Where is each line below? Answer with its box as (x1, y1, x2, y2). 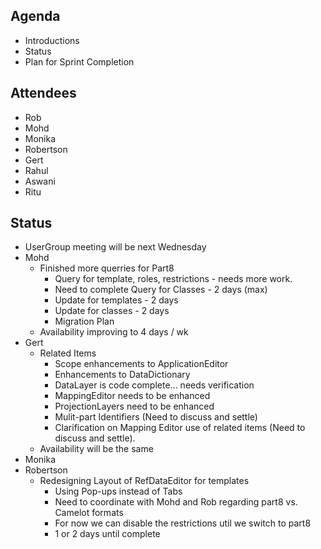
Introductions (24, 34, 80, 46)
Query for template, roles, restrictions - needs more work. (54, 273, 293, 285)
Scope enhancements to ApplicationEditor (54, 358, 229, 370)
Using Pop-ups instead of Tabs (54, 485, 183, 498)
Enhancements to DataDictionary (54, 369, 191, 381)
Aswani (24, 175, 56, 187)
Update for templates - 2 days (54, 294, 179, 306)
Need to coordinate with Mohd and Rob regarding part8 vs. (54, 496, 298, 508)
